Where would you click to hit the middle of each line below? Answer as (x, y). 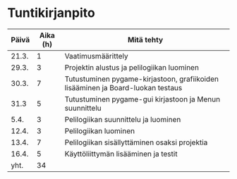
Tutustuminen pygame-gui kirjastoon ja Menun (142, 99)
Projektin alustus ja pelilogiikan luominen (132, 67)
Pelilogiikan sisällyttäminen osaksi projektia (136, 142)
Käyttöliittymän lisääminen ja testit (121, 154)
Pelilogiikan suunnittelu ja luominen (123, 119)
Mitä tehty (146, 39)
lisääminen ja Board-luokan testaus (123, 87)
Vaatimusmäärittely (96, 56)
